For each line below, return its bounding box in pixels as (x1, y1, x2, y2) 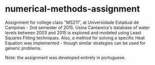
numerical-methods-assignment (5, 3, 140, 15)
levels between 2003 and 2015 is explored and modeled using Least (5, 30, 142, 35)
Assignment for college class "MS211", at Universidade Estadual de (5, 19, 139, 25)
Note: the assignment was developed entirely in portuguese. (5, 54, 126, 60)
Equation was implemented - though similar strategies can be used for (5, 40, 146, 46)
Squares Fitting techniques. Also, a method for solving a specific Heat (5, 35, 145, 41)
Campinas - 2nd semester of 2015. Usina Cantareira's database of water (5, 24, 150, 30)
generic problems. (5, 45, 42, 51)
